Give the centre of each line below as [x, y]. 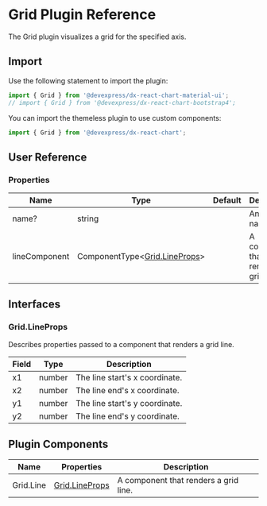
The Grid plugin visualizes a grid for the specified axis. [97, 37]
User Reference [48, 157]
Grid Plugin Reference [82, 15]
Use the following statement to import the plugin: [88, 80]
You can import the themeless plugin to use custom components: [115, 118]
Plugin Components [58, 444]
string [88, 218]
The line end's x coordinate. [128, 390]
